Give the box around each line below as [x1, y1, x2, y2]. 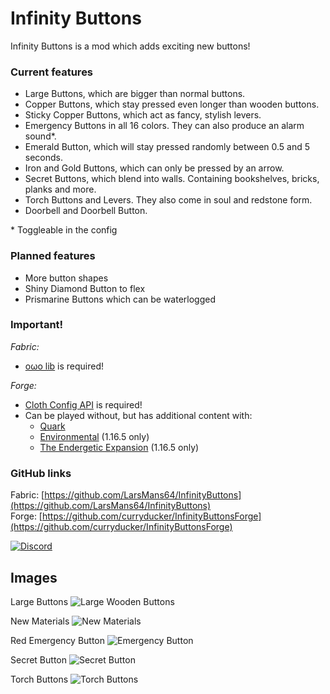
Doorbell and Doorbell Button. [24, 205, 148, 217]
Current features [10, 65, 94, 79]
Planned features [10, 249, 96, 263]
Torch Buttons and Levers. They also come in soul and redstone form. [24, 194, 313, 206]
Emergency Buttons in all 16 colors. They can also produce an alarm [24, 120, 305, 132]
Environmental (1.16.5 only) [39, 430, 150, 442]
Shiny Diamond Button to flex [24, 282, 146, 294]
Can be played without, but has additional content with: [24, 409, 253, 421]
